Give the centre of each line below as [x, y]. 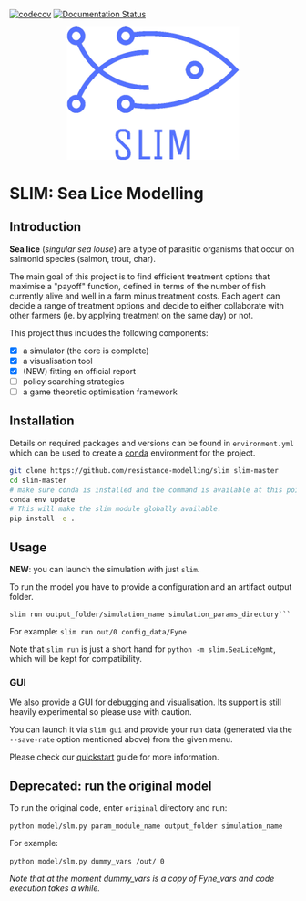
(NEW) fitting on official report [79, 371]
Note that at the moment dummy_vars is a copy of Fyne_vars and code [142, 879]
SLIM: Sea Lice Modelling [107, 193]
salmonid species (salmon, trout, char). [83, 258]
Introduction [46, 227]
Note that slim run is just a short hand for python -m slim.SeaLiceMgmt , [143, 649]
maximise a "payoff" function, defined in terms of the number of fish [138, 286]
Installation [42, 421]
